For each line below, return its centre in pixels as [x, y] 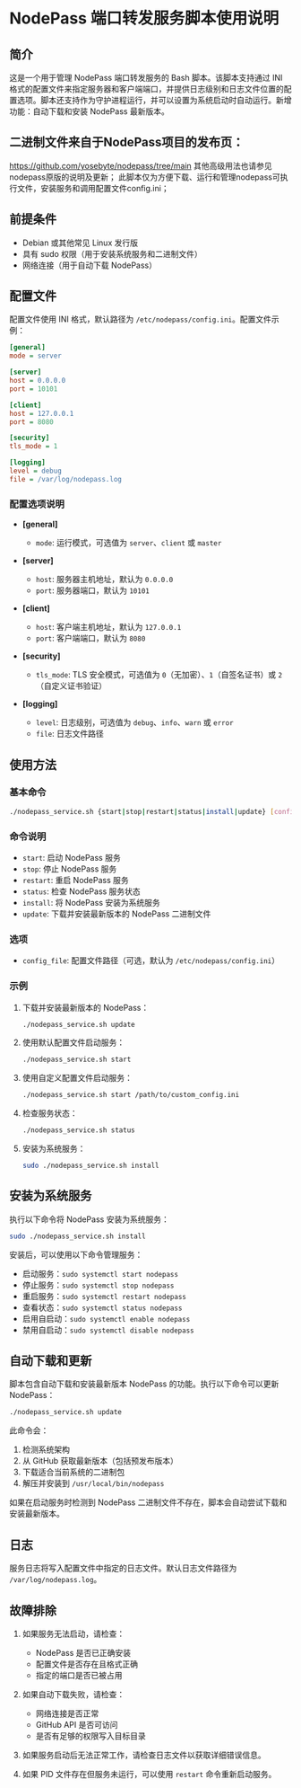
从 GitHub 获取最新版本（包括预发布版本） [100, 1461]
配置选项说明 [37, 504]
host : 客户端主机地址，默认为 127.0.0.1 [108, 627]
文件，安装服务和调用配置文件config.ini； [93, 188]
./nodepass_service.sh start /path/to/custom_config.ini [131, 1095]
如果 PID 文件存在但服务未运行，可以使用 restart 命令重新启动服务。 [149, 1774]
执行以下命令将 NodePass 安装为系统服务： [90, 1219]
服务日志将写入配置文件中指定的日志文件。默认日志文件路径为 [123, 1568]
